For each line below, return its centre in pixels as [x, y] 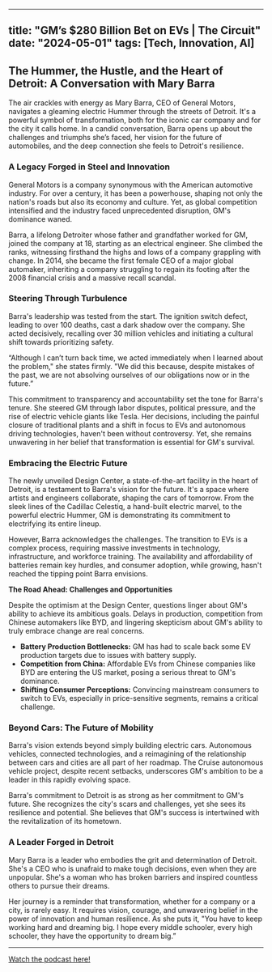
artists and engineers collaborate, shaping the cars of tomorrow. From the [131, 498]
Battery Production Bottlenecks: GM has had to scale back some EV [135, 647]
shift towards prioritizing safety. [61, 342]
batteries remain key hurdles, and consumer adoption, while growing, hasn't [135, 565]
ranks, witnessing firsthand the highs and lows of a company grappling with [135, 252]
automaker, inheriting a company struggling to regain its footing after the [129, 269]
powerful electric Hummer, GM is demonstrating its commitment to [119, 516]
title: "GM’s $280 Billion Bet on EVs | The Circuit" [135, 30]
